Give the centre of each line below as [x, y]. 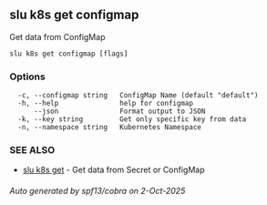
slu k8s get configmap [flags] [69, 54]
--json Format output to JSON [119, 112]
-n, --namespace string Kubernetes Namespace [110, 128]
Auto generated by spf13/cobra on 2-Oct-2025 [98, 191]
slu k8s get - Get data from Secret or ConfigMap [113, 170]
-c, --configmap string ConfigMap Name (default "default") [138, 96]
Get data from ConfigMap [57, 36]
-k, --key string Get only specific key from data [132, 119]
